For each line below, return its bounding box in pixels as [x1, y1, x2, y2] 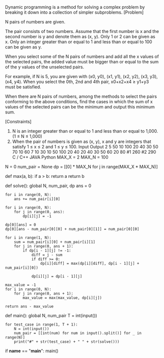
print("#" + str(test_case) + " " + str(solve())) [14, 339, 120, 344]
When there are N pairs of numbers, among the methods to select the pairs [5, 93, 157, 99]
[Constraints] [5, 119, 32, 124]
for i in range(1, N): [5, 235, 52, 240]
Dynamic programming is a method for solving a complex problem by [5, 4, 145, 10]
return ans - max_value [5, 304, 54, 309]
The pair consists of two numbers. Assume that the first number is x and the [5, 28, 159, 34]
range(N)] [5, 335, 26, 340]
